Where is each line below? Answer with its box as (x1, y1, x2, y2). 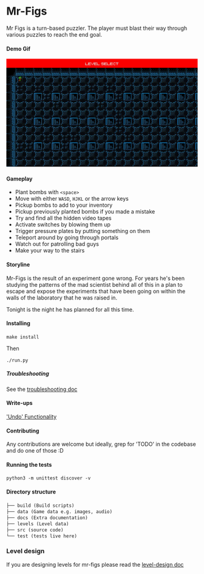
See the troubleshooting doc (6, 386, 78, 393)
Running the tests (6, 461, 52, 468)
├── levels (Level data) (6, 520, 69, 527)
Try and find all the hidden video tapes (15, 215, 112, 222)
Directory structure (6, 488, 56, 495)
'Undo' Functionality (6, 413, 57, 420)
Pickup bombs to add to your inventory (15, 201, 113, 209)
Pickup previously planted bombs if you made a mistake (15, 208, 155, 215)
